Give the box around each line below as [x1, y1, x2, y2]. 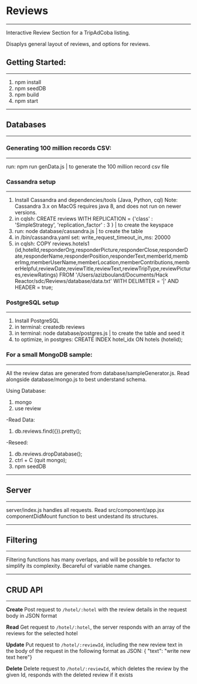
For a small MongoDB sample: [6, 351, 93, 359]
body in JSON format [6, 612, 57, 619]
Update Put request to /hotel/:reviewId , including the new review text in [6, 641, 183, 648]
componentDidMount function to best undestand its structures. [6, 513, 158, 520]
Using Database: [6, 387, 46, 394]
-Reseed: [6, 439, 28, 446]
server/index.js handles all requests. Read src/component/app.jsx [6, 506, 165, 513]
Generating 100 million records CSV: [6, 144, 112, 152]
